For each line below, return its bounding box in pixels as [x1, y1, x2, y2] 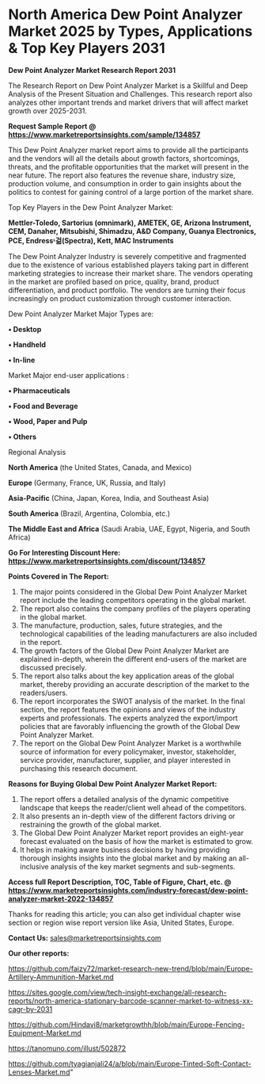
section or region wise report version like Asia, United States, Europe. [8, 918, 235, 927]
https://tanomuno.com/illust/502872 [8, 1044, 127, 1053]
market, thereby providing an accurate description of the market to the [19, 679, 250, 689]
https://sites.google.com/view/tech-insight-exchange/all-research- [8, 987, 227, 997]
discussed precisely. [19, 662, 87, 672]
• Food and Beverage [8, 401, 78, 410]
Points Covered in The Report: [8, 571, 109, 581]
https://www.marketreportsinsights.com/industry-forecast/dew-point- [8, 885, 249, 895]
